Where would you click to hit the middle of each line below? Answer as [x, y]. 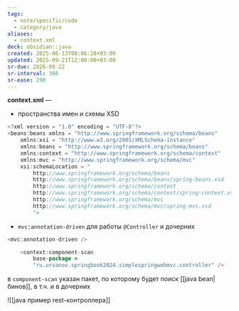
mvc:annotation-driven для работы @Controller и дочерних [106, 226]
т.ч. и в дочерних [65, 287]
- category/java [38, 27]
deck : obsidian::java [39, 47]
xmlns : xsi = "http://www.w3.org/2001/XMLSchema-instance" [108, 140]
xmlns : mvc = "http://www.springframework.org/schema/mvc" [108, 160]
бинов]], [20, 287]
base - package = [55, 259]
